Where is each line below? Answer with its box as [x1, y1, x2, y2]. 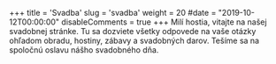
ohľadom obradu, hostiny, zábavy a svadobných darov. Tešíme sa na [9, 35, 259, 46]
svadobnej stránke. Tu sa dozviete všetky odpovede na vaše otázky [9, 26, 257, 36]
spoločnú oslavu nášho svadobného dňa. [9, 45, 159, 55]
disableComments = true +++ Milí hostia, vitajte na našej [61, 17, 267, 27]
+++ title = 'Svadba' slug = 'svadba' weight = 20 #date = [9, 8, 217, 18]
